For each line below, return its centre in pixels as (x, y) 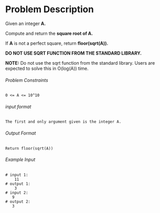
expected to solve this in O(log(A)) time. (47, 68)
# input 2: (17, 193)
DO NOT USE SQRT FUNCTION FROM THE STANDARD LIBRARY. (74, 53)
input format (18, 107)
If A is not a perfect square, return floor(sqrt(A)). (57, 43)
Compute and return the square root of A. (49, 33)
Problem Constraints (27, 80)
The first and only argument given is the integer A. (63, 122)
